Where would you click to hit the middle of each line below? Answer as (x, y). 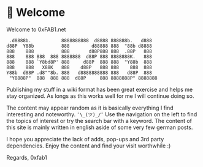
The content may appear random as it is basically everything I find (90, 108)
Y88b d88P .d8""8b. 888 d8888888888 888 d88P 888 (79, 73)
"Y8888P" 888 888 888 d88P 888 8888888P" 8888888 (83, 78)
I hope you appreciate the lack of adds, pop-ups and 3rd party (85, 139)
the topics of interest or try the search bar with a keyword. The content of (99, 121)
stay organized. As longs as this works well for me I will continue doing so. (100, 96)
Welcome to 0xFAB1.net (36, 29)
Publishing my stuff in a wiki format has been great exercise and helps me (100, 89)
